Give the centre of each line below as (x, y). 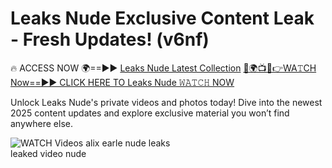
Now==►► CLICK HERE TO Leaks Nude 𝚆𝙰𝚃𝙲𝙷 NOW (122, 82)
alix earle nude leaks (128, 143)
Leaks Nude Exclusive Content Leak (162, 18)
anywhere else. (41, 123)
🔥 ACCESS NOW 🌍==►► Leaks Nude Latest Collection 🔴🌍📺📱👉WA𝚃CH (163, 68)
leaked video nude (48, 153)
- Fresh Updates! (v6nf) (110, 39)
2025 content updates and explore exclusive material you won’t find (150, 113)
